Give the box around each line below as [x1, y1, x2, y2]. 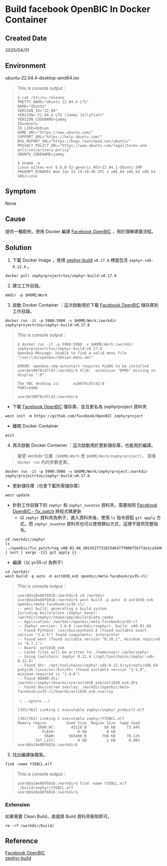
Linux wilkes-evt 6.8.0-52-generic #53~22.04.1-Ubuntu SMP [17, 165, 143, 170]
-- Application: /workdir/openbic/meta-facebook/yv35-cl [17, 619, 138, 624]
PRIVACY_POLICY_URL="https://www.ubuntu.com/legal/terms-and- [17, 143, 149, 148]
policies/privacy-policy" [17, 147, 71, 153]
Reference [5, 837, 38, 845]
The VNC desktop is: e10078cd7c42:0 [17, 381, 104, 386]
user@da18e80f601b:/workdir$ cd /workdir [17, 593, 104, 598]
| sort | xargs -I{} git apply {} [5, 550, 77, 555]
